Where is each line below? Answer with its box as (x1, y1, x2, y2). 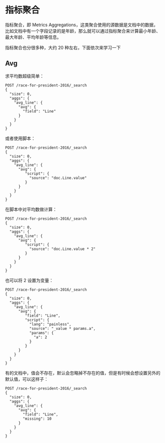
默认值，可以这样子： (5, 376, 48, 382)
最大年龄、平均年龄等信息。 (5, 34, 62, 40)
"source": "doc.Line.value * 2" (29, 246, 96, 251)
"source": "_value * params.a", (29, 326, 96, 331)
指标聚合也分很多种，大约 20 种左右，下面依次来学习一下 (5, 44, 121, 50)
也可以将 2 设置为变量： (5, 277, 54, 283)
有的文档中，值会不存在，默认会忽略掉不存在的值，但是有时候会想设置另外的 (5, 370, 161, 376)
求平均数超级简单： (5, 73, 44, 79)
